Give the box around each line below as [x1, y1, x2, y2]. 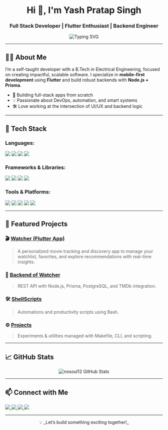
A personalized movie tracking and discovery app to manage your [17, 248, 153, 255]
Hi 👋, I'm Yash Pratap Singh [26, 5, 141, 16]
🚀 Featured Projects [5, 220, 68, 228]
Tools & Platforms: [5, 188, 51, 195]
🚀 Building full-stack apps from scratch [12, 92, 93, 98]
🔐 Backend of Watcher [5, 272, 60, 279]
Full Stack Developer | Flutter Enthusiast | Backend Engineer [9, 23, 158, 30]
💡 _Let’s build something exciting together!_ [39, 419, 129, 425]
